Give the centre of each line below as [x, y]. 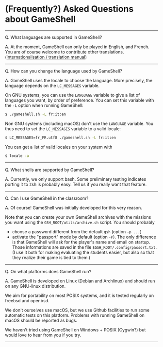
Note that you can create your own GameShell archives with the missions [78, 217]
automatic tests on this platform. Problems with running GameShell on [75, 315]
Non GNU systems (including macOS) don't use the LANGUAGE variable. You [79, 123]
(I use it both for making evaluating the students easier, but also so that [83, 252]
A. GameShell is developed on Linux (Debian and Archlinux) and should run [80, 281]
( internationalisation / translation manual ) [46, 57]
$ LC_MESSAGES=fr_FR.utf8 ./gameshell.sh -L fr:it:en [61, 138]
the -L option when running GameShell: [44, 105]
